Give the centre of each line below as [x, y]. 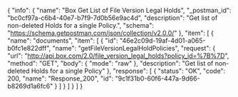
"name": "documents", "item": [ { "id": [63, 41]
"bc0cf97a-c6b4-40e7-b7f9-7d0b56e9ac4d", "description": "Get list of [113, 18]
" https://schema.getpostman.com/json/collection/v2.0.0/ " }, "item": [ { [110, 33]
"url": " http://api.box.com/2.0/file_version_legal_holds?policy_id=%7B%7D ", [118, 56]
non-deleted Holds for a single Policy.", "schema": [81, 25]
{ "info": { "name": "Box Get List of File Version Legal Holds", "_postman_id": [119, 10]
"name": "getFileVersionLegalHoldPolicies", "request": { [134, 48]
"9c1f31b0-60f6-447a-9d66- [158, 78]
